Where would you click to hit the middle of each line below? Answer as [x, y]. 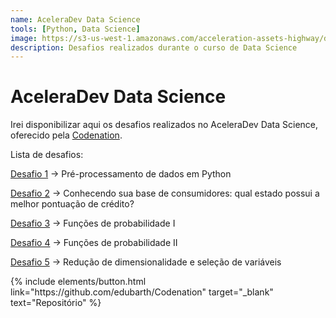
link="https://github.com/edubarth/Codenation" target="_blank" [142, 292]
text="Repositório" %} [56, 303]
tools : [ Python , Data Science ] [75, 29]
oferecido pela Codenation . [66, 135]
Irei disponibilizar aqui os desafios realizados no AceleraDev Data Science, [164, 125]
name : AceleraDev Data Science [75, 19]
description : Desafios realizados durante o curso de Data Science [154, 47]
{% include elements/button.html [78, 282]
